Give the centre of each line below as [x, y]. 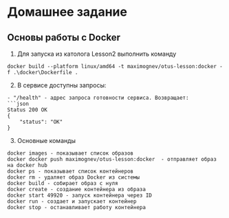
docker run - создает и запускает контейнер [72, 201]
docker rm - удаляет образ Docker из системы [73, 177]
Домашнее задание [67, 12]
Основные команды [46, 141]
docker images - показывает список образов [70, 153]
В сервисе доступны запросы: [62, 85]
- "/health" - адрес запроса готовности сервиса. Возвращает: [98, 98]
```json [18, 104]
